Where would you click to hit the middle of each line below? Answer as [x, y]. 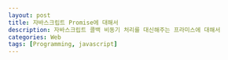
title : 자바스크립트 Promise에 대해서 [63, 23]
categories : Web [35, 37]
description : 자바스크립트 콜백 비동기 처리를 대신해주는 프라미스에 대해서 [114, 30]
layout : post [29, 15]
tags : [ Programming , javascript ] [63, 44]
